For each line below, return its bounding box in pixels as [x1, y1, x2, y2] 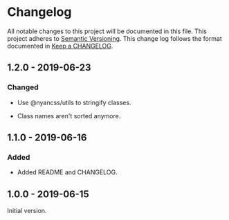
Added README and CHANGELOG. [17, 168, 118, 176]
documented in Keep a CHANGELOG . [7, 42, 113, 50]
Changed [7, 82, 39, 92]
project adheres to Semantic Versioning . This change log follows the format [7, 34, 223, 42]
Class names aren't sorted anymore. [17, 111, 121, 120]
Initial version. [7, 207, 47, 215]
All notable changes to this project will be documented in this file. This [7, 27, 208, 35]
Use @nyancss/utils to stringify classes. [17, 98, 131, 107]
